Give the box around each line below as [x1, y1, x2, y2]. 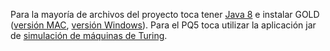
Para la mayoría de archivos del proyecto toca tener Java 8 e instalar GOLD [10, 9, 320, 20]
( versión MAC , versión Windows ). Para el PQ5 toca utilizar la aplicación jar [10, 19, 317, 31]
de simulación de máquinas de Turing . [10, 30, 168, 41]
